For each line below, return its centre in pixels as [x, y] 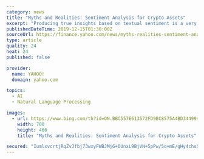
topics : [16, 91]
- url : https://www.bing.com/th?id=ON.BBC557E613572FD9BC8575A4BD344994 [106, 118]
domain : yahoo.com [35, 80]
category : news [25, 12]
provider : [19, 68]
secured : [17, 147]
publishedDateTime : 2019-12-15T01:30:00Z [59, 29]
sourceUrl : [20, 35]
